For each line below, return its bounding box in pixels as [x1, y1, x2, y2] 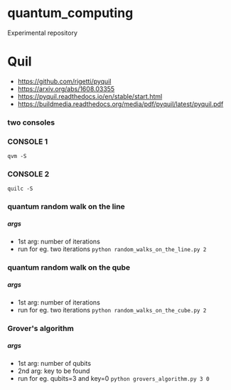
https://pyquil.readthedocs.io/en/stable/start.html [17, 92, 163, 100]
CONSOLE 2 [7, 169, 50, 179]
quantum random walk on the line [7, 201, 126, 211]
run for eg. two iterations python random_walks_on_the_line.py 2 [17, 245, 207, 253]
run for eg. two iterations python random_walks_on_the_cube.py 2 [17, 306, 207, 315]
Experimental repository [7, 28, 78, 37]
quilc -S [7, 185, 33, 193]
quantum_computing [7, 5, 134, 21]
